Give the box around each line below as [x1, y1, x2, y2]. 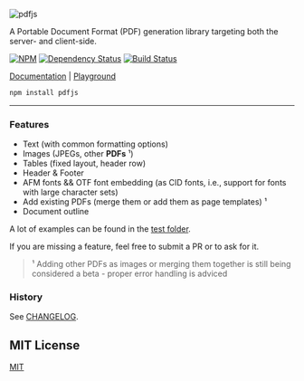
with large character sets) [22, 186, 119, 198]
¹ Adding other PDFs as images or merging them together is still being [31, 259, 291, 270]
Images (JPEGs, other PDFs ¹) [22, 148, 134, 159]
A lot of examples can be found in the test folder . [9, 224, 192, 234]
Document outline [22, 206, 90, 217]
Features [9, 118, 50, 130]
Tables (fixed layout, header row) [22, 158, 147, 169]
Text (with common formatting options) [22, 138, 169, 149]
